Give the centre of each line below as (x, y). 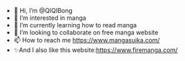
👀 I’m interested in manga (50, 18)
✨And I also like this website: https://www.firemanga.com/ (96, 50)
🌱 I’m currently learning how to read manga (75, 25)
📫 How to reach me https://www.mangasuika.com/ (87, 40)
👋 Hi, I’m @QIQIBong (43, 11)
